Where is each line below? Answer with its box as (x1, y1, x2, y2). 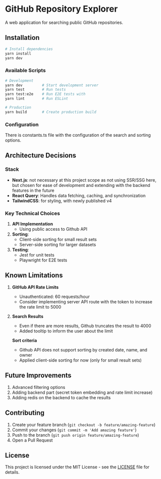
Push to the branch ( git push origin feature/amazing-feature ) (12, 432, 139, 438)
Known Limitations (5, 271, 63, 279)
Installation (5, 34, 40, 42)
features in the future (12, 187, 55, 193)
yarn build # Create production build (5, 110, 97, 114)
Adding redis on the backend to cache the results (12, 394, 111, 400)
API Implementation (12, 221, 53, 227)
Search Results (12, 313, 44, 319)
